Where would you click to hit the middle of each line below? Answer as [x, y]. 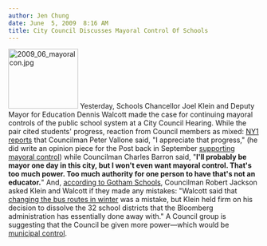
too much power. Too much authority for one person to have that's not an [132, 174]
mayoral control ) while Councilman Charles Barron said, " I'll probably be [128, 157]
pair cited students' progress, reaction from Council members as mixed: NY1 [133, 132]
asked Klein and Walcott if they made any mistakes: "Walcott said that [123, 191]
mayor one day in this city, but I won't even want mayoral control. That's [130, 165]
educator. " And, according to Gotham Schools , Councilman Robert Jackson [133, 183]
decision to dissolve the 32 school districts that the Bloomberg [111, 208]
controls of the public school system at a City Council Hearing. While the [128, 123]
